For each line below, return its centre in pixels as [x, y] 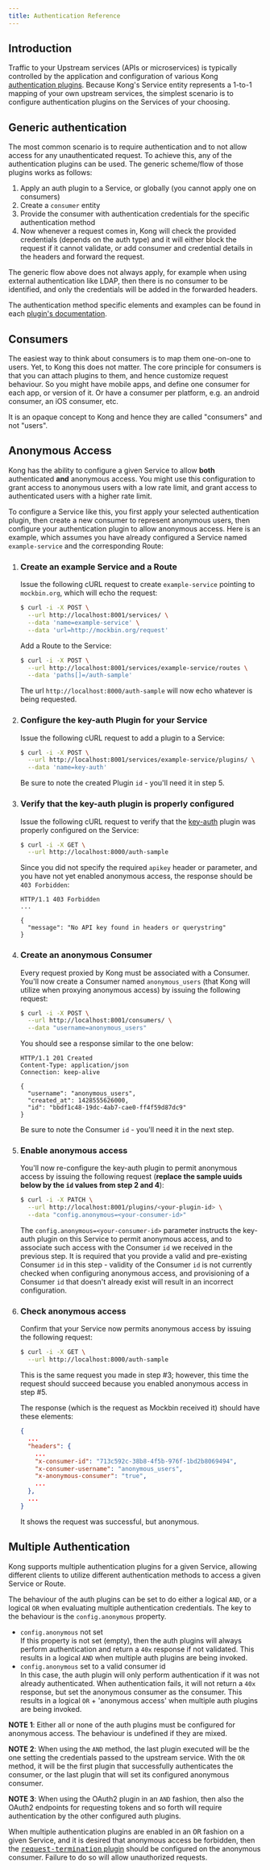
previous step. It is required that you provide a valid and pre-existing [133, 1256]
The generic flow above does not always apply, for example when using [128, 273]
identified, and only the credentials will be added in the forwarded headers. [133, 289]
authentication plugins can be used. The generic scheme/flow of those [126, 164]
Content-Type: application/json [74, 1065]
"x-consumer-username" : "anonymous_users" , [109, 1468]
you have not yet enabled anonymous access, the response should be [136, 877]
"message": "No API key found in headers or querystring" [127, 928]
